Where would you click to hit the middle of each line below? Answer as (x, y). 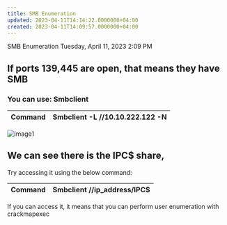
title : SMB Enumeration (42, 14)
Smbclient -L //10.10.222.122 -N (110, 117)
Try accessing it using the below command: (70, 172)
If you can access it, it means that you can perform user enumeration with (113, 206)
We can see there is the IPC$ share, (86, 156)
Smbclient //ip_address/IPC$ (101, 189)
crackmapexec (29, 214)
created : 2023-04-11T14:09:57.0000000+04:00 (73, 26)
